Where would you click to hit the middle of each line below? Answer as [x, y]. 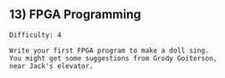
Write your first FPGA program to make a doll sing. [109, 51]
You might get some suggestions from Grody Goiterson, [113, 58]
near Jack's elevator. [51, 66]
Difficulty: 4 [36, 35]
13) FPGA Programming [75, 15]
